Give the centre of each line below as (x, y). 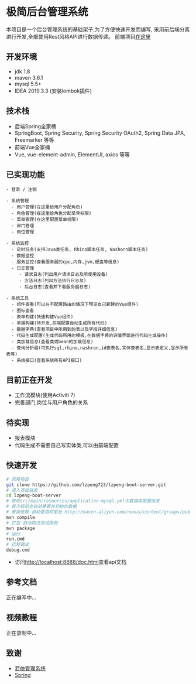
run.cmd (16, 539)
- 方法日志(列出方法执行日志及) (53, 281)
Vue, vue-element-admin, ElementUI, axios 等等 (72, 154)
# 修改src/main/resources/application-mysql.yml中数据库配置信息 (83, 501)
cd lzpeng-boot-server (34, 495)
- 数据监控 (23, 256)
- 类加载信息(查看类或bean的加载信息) (52, 342)
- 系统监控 (18, 244)
